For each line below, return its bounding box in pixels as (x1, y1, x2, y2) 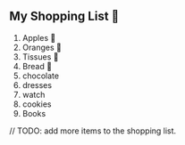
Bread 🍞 (21, 60, 52, 71)
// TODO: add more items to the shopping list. (9, 125, 177, 136)
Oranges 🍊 (21, 42, 63, 52)
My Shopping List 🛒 (9, 9, 120, 24)
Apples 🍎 (21, 32, 56, 43)
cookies (21, 99, 52, 109)
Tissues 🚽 (21, 51, 59, 62)
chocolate (21, 70, 60, 81)
